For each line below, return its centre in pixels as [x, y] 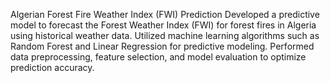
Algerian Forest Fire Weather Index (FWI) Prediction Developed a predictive [165, 14]
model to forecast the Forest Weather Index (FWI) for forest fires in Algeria [163, 25]
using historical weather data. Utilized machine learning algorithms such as [165, 35]
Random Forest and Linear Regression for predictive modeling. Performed [162, 46]
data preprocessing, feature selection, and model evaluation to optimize [158, 57]
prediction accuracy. [52, 67]
